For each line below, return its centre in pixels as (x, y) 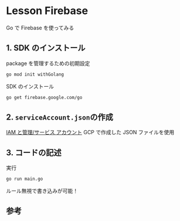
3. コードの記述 (34, 153)
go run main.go (25, 179)
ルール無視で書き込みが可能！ (42, 191)
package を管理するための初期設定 (48, 63)
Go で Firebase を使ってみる (40, 28)
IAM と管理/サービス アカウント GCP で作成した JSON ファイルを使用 (90, 132)
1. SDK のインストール (46, 48)
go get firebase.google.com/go (44, 97)
